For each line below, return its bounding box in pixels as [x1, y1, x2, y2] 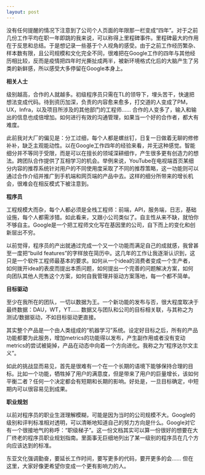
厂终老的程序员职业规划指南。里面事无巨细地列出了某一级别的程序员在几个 [6, 434, 193, 441]
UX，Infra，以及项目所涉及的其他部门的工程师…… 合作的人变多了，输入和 [6, 106, 192, 113]
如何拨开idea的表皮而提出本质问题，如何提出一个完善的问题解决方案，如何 [6, 264, 194, 272]
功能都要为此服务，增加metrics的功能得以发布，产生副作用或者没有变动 [6, 334, 186, 341]
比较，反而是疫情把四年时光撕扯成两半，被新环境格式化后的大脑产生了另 [16, 57, 199, 64]
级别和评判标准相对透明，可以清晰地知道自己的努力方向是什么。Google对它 [6, 419, 196, 426]
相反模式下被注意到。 [38, 179, 92, 187]
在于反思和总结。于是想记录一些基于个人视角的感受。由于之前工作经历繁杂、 [6, 42, 199, 49]
